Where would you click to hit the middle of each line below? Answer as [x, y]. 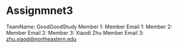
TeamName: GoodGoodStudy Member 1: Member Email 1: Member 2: [89, 27]
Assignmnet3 [40, 11]
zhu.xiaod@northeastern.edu [41, 39]
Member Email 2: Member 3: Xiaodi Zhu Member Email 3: [75, 32]
